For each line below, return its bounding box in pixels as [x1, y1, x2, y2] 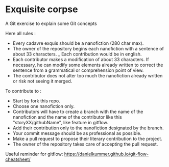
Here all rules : [5, 30, 36, 36]
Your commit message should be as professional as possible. [12, 130, 142, 136]
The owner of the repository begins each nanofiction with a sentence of [12, 45, 164, 51]
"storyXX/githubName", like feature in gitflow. [12, 119, 108, 125]
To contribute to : [5, 88, 42, 94]
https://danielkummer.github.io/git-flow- [64, 151, 149, 157]
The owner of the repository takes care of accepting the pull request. [12, 141, 158, 147]
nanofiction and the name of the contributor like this [12, 114, 123, 120]
